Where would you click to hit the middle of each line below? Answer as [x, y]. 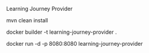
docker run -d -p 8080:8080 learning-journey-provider [74, 44]
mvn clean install [27, 20]
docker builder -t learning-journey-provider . [62, 32]
